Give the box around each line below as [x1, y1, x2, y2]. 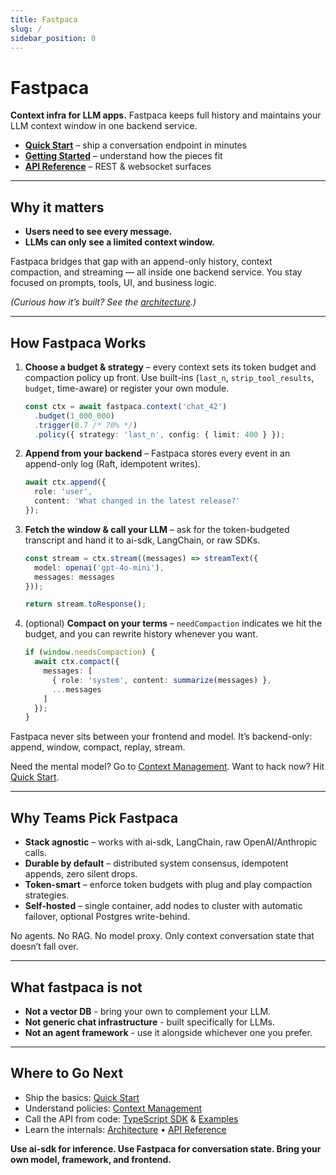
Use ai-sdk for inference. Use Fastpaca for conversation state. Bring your [10, 1142, 322, 1155]
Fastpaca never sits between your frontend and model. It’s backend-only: [10, 731, 313, 743]
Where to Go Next [10, 1065, 124, 1082]
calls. [24, 847, 47, 859]
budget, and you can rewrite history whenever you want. [24, 628, 258, 640]
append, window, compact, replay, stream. [10, 741, 186, 753]
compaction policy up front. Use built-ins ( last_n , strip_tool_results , [24, 371, 315, 383]
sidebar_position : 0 [10, 33, 97, 43]
